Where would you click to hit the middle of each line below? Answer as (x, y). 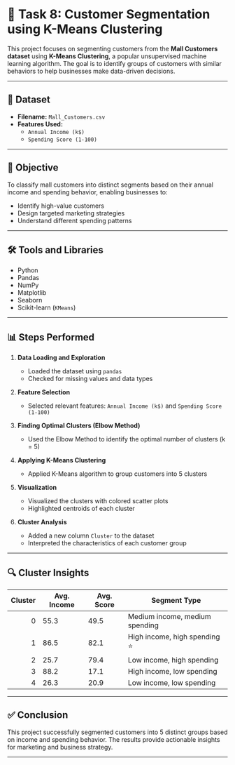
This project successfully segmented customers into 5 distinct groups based (117, 732)
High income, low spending (173, 671)
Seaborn (30, 300)
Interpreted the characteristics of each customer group (107, 543)
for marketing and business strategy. (60, 747)
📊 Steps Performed (51, 337)
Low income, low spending (172, 683)
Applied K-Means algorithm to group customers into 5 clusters (117, 474)
